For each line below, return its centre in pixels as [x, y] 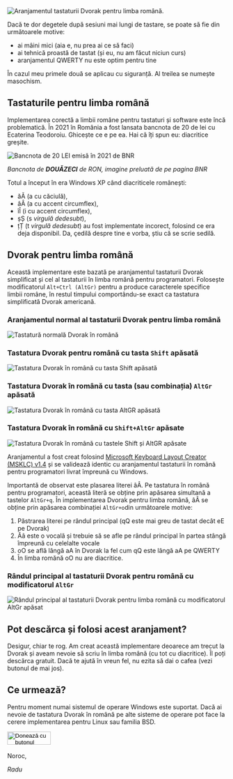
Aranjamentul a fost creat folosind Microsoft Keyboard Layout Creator [107, 457]
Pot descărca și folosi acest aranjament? [97, 629]
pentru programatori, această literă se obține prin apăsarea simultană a [109, 492]
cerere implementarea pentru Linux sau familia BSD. [82, 722]
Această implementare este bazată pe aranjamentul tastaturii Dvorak [105, 272]
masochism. [25, 81]
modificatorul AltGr [41, 584]
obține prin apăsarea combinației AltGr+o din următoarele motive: [100, 507]
